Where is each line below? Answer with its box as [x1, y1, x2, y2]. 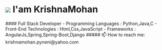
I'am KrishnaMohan [12, 4, 98, 15]
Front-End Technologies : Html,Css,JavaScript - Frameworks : [5, 26, 136, 32]
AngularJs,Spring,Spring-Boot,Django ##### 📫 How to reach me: [5, 32, 145, 38]
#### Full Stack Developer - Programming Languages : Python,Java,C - [5, 20, 157, 27]
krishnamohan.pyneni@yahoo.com [5, 39, 79, 45]
